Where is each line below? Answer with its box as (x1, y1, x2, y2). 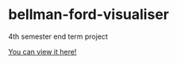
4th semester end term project (8, 32, 109, 41)
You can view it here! (8, 47, 77, 56)
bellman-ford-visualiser (8, 6, 169, 24)
